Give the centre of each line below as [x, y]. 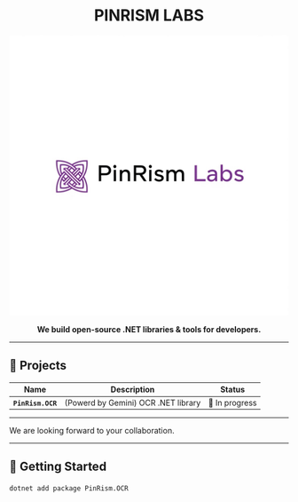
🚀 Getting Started [58, 467]
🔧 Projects [38, 366]
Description [133, 390]
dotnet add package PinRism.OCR [69, 488]
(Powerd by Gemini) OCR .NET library [133, 402]
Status [233, 390]
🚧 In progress [232, 402]
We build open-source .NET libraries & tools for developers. [149, 329]
